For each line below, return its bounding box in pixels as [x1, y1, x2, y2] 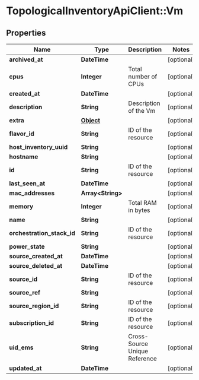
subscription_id [9, 319, 54, 327]
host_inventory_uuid [9, 143, 68, 151]
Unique [128, 347, 149, 355]
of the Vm [128, 107, 156, 115]
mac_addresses [9, 189, 55, 197]
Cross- [128, 332, 149, 340]
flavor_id [9, 129, 34, 138]
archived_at [9, 55, 43, 64]
